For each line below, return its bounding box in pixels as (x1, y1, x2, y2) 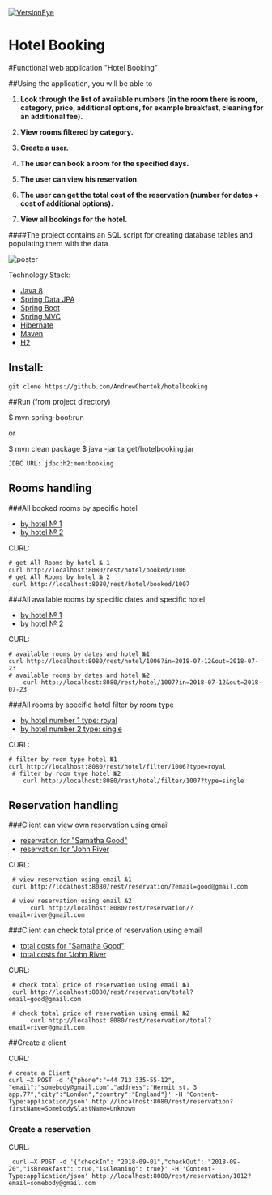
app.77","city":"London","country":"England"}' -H (8, 1090, 183, 1099)
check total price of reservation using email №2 (19, 1009, 190, 1017)
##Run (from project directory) (8, 396, 111, 406)
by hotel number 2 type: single (19, 724, 123, 734)
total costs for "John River (19, 949, 107, 960)
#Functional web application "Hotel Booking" (8, 62, 158, 72)
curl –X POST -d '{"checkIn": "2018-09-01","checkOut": (11, 1158, 205, 1166)
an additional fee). (19, 111, 83, 121)
